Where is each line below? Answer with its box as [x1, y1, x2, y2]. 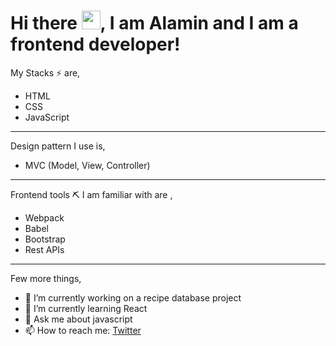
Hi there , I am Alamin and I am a [10, 12, 299, 35]
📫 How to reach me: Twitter [24, 324, 142, 336]
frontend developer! [10, 33, 181, 56]
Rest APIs [24, 243, 65, 255]
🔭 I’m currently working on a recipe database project [24, 291, 242, 304]
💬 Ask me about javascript [24, 313, 133, 325]
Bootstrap [24, 233, 66, 245]
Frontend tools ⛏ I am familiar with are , [10, 188, 173, 200]
